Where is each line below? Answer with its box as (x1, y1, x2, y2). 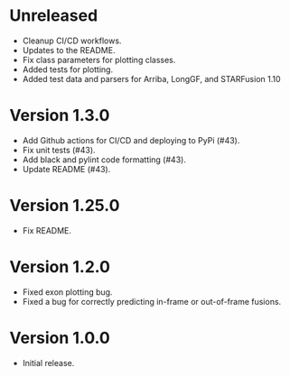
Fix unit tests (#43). (22, 144, 97, 155)
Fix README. (22, 225, 72, 235)
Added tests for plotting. (22, 64, 114, 75)
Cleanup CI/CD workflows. (22, 35, 122, 46)
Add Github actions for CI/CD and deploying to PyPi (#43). (22, 134, 240, 145)
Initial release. (22, 357, 75, 368)
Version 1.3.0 (9, 105, 110, 126)
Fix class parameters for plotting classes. (22, 54, 176, 65)
